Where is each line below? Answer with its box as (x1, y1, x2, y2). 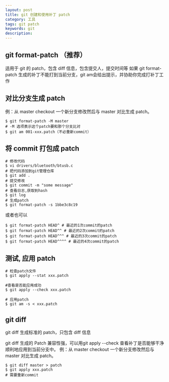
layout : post (5, 7, 33, 13)
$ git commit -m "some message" (5, 183, 73, 188)
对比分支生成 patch (5, 94, 66, 103)
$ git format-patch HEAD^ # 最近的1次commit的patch (5, 223, 112, 228)
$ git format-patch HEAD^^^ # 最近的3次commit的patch (5, 233, 117, 239)
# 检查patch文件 (5, 269, 36, 274)
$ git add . (5, 173, 30, 178)
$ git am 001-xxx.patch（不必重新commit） (5, 129, 91, 134)
